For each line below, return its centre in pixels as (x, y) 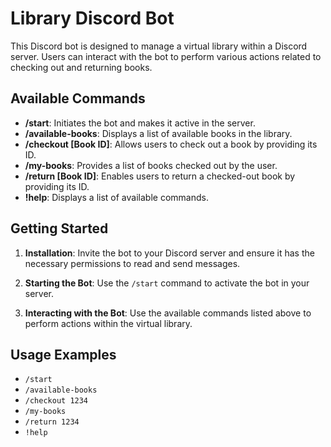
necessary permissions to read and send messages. (132, 263)
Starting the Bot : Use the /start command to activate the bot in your (167, 283)
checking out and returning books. (81, 67)
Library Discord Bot (92, 18)
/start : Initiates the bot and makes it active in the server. (140, 123)
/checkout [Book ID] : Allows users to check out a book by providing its (171, 144)
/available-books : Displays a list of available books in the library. (158, 133)
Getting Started (59, 228)
